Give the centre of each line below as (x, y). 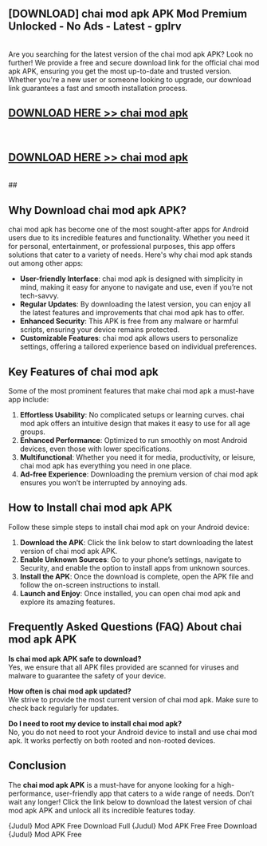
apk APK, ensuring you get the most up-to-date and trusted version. (120, 71)
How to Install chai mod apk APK (90, 508)
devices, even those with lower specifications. (96, 449)
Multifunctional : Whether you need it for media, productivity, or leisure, (137, 457)
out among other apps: (46, 263)
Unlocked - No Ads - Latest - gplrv (95, 27)
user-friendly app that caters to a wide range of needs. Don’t (155, 793)
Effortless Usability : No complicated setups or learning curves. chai (132, 415)
